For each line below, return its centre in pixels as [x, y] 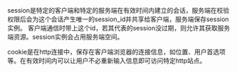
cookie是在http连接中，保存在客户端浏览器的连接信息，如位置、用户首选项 [117, 52]
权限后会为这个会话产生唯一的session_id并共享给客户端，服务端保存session [118, 19]
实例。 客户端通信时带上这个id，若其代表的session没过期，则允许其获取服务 [119, 28]
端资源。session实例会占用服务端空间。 [65, 37]
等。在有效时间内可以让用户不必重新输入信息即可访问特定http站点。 [107, 61]
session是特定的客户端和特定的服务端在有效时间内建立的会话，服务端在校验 [118, 10]
